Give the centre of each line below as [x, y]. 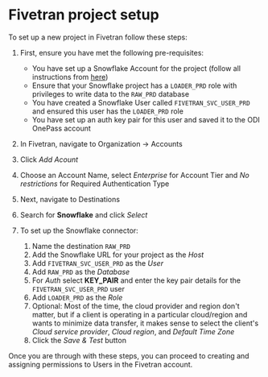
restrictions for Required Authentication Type [95, 184]
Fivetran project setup [84, 15]
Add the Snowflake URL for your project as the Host [118, 255]
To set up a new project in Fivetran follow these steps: [98, 37]
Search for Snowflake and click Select [84, 214]
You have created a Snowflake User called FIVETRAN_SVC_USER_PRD [141, 102]
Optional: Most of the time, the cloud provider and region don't [136, 306]
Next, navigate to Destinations [70, 199]
